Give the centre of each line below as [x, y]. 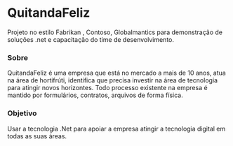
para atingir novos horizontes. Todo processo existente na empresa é [108, 88]
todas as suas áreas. [37, 136]
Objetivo [22, 113]
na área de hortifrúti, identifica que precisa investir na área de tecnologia [113, 80]
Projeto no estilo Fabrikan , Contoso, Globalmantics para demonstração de [115, 32]
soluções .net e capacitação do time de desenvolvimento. [91, 39]
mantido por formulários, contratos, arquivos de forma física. [95, 95]
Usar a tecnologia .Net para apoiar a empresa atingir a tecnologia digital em [116, 129]
